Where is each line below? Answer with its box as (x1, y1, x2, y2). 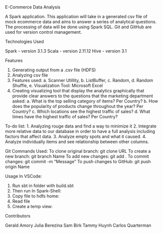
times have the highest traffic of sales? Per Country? (12, 114, 118, 119)
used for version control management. (5, 29, 82, 35)
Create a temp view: (12, 204, 53, 209)
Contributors (5, 213, 31, 219)
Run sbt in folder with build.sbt (12, 183, 74, 189)
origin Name (5, 164, 30, 169)
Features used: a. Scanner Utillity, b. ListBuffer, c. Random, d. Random (12, 78, 154, 83)
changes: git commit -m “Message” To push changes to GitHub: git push (5, 159, 151, 164)
